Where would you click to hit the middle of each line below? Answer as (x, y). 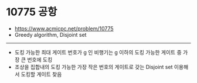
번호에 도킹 (40, 60)
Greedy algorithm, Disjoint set (50, 34)
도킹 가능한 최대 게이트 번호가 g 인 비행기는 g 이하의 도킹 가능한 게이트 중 (98, 52)
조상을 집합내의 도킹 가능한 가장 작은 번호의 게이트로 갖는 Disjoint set (94, 67)
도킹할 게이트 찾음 (41, 74)
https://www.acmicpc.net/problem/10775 (64, 28)
